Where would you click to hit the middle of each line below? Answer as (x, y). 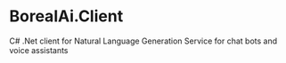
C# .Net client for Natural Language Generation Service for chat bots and (143, 41)
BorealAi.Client (66, 16)
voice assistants (39, 50)
